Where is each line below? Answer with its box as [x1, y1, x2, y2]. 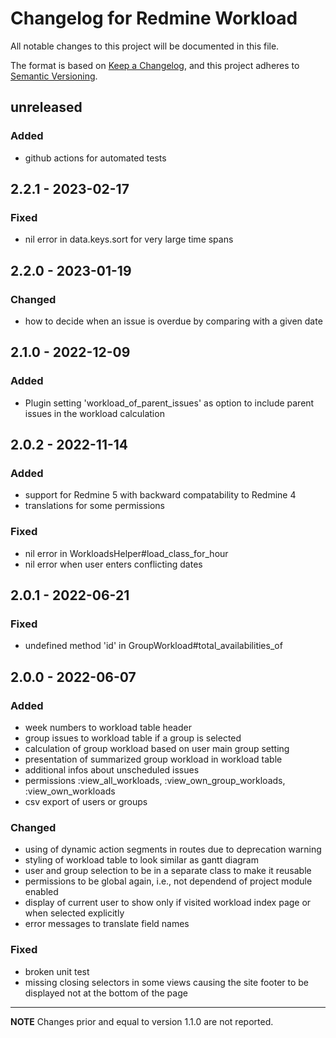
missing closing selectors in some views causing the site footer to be [24, 976, 310, 988]
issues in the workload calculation [24, 407, 165, 419]
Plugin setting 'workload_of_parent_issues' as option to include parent [24, 397, 315, 409]
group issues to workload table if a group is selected [24, 732, 242, 744]
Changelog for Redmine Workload [10, 7, 298, 30]
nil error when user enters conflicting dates [24, 558, 203, 570]
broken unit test [24, 965, 90, 977]
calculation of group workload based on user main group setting [24, 743, 290, 755]
